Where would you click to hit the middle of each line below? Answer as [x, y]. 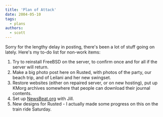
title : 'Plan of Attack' [31, 10]
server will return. [30, 67]
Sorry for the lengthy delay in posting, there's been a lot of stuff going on [80, 47]
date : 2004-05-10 [23, 14]
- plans [18, 24]
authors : [14, 28]
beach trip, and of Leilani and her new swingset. [62, 78]
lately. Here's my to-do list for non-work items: [53, 52]
